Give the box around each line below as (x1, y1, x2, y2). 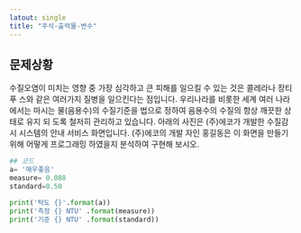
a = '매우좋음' (9, 166, 55, 175)
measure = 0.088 (9, 174, 67, 183)
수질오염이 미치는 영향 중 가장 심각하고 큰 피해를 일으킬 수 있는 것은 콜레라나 (9, 83, 277, 94)
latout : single (9, 13, 67, 22)
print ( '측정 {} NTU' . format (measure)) (9, 206, 156, 216)
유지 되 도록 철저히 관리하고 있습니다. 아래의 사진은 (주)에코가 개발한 (25, 116, 265, 127)
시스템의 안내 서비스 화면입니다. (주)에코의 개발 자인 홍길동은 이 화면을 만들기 (18, 128, 289, 139)
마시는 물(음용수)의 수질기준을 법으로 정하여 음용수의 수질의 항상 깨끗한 (32, 105, 282, 116)
